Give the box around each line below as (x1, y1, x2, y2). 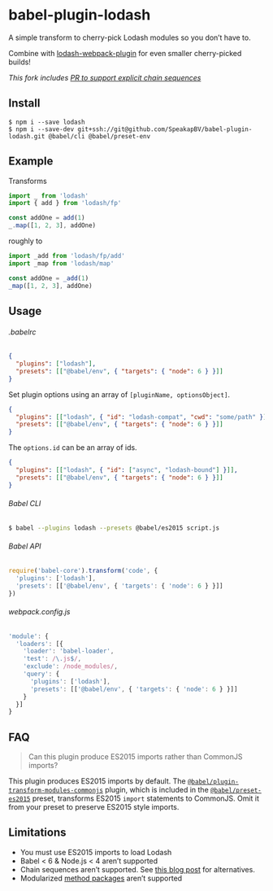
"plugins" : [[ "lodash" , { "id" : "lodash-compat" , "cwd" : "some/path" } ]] (15, 413, 271, 421)
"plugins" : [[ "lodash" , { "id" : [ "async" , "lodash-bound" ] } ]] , (15, 466, 238, 474)
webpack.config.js (8, 607, 71, 617)
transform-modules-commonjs (8, 787, 104, 795)
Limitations (8, 826, 67, 840)
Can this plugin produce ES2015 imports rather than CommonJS (28, 752, 243, 762)
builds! (8, 57, 31, 67)
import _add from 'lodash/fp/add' (8, 252, 126, 260)
